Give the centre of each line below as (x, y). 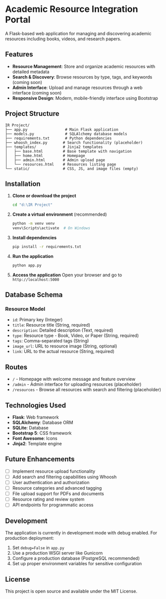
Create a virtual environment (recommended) (60, 214)
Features (19, 54)
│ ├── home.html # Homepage (45, 156)
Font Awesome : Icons (35, 438)
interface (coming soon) (37, 92)
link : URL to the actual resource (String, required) (63, 351)
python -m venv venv (33, 224)
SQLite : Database (30, 428)
